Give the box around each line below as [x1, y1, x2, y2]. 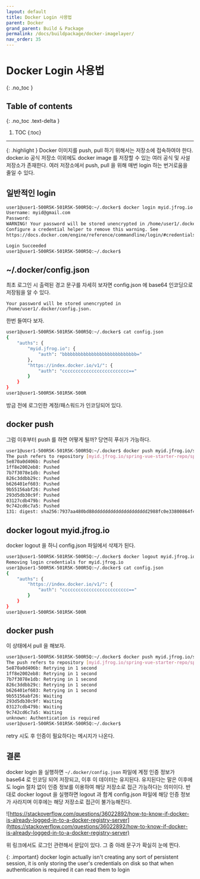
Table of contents [6, 101, 73, 112]
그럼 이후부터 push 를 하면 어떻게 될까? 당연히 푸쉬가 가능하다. [6, 436, 151, 443]
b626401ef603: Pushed [6, 481, 60, 487]
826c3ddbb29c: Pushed [6, 475, 60, 482]
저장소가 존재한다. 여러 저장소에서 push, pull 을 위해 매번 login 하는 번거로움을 [6, 162, 188, 169]
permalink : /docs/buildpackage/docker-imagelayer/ [6, 31, 135, 37]
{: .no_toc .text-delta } [6, 117, 60, 124]
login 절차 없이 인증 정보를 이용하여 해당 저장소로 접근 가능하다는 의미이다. [12, 783, 185, 790]
